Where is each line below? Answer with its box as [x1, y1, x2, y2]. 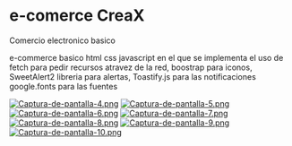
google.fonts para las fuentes [9, 81, 118, 91]
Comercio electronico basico [9, 35, 116, 46]
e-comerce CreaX [9, 5, 145, 26]
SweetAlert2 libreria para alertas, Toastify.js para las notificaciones [9, 71, 257, 82]
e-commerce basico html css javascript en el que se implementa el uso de [9, 52, 284, 63]
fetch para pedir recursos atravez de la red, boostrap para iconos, [9, 62, 253, 73]
